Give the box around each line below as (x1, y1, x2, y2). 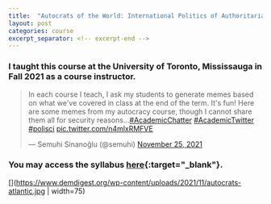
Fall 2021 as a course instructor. (8, 71, 136, 82)
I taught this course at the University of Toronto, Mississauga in (8, 61, 262, 73)
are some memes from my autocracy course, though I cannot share (27, 106, 252, 116)
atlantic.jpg (8, 186, 46, 196)
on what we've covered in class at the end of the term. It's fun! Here (27, 98, 255, 107)
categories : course (8, 27, 74, 35)
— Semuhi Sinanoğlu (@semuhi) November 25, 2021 (27, 139, 203, 149)
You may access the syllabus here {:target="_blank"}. (8, 159, 223, 170)
